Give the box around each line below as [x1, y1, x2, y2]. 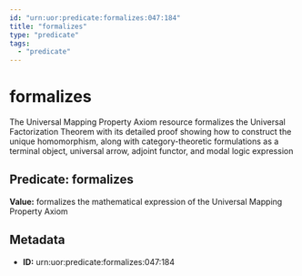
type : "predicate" [9, 30, 79, 39]
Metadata [9, 232, 65, 248]
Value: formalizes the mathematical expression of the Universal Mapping [9, 196, 283, 207]
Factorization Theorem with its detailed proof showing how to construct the [9, 127, 292, 138]
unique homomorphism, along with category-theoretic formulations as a [9, 136, 279, 147]
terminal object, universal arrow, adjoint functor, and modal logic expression [9, 146, 294, 157]
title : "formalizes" [9, 22, 88, 31]
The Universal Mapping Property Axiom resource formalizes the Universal [9, 117, 287, 128]
